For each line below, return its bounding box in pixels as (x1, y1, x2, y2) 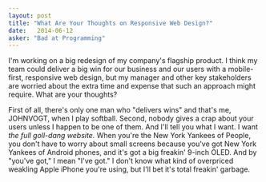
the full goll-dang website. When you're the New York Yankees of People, (8, 131, 251, 140)
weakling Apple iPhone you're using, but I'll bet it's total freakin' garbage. (8, 164, 251, 174)
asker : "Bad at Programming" (8, 34, 106, 42)
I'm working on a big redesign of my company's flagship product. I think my (8, 56, 258, 65)
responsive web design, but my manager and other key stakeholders (25, 73, 252, 82)
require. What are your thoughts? (8, 89, 118, 100)
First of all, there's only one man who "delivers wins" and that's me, (8, 105, 232, 115)
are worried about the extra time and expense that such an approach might (8, 81, 256, 91)
